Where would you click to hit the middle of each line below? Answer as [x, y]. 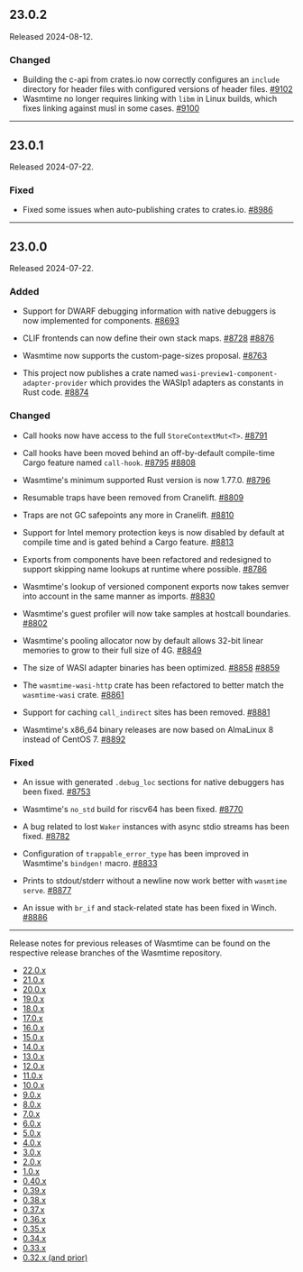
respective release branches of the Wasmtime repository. [116, 952]
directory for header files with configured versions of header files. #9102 [157, 89]
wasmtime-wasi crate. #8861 [73, 694]
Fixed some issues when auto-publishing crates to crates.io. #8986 [147, 210]
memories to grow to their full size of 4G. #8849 [112, 650]
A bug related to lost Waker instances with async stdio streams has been [156, 826]
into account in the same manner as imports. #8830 [119, 596]
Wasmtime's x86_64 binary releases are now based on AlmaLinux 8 [148, 729]
